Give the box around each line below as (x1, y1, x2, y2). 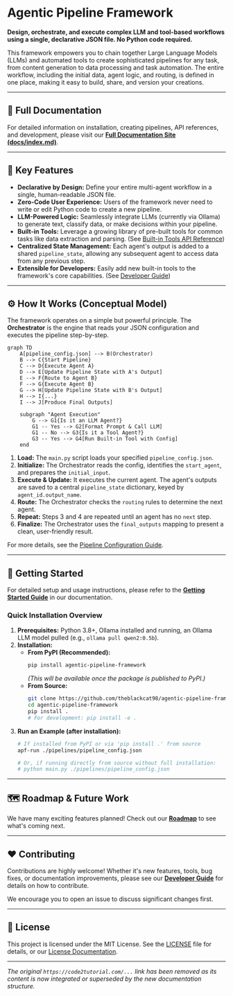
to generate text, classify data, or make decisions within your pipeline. (17, 220, 218, 228)
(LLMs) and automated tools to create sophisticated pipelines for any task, (7, 55, 220, 64)
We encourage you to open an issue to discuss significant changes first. (7, 895, 214, 903)
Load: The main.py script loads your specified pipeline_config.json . (17, 454, 214, 462)
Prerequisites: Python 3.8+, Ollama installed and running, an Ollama (17, 626, 213, 635)
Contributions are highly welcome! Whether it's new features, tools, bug (7, 866, 213, 875)
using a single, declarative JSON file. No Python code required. (7, 35, 193, 43)
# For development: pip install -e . (27, 714, 137, 721)
